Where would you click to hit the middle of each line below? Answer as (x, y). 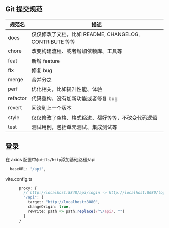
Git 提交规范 (24, 9)
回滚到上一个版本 (52, 108)
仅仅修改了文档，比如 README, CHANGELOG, (86, 34)
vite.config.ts (19, 179)
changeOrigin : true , (49, 207)
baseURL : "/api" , (28, 169)
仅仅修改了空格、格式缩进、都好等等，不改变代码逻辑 (94, 118)
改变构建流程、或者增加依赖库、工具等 (77, 51)
